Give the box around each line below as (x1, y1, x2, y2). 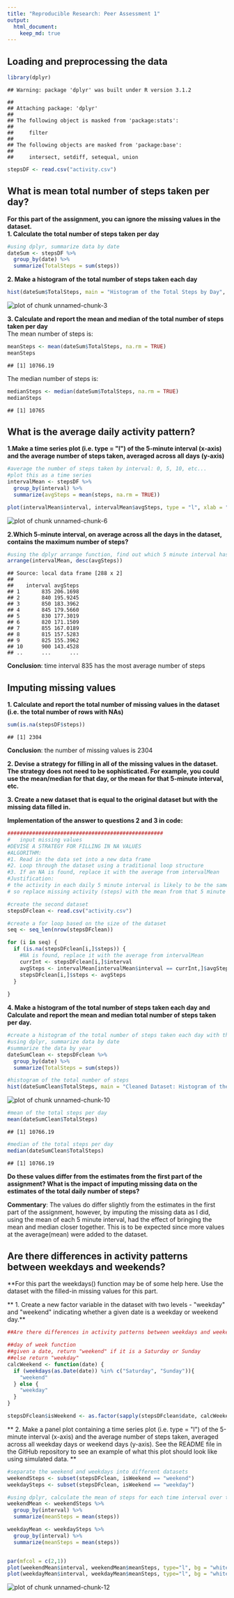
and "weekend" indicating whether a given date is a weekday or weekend (7, 1308, 218, 1316)
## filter (7, 129, 49, 136)
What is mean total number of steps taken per (7, 186, 210, 197)
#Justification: (7, 875, 54, 883)
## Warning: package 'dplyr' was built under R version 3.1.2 (7, 87, 192, 94)
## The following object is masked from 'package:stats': (7, 117, 179, 124)
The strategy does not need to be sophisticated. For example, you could (7, 767, 219, 775)
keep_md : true (19, 29, 61, 37)
